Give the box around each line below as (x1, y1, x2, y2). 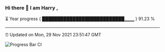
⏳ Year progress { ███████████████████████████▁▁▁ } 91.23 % (5, 16, 155, 22)
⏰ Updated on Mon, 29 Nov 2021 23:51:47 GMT (5, 32, 102, 38)
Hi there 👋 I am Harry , (5, 4, 58, 11)
